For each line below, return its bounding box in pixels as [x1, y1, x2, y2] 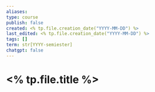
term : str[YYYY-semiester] [6, 42, 73, 48]
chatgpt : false [6, 47, 44, 53]
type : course [6, 14, 38, 20]
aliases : [6, 8, 28, 15]
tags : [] [6, 36, 28, 42]
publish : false [6, 20, 44, 26]
